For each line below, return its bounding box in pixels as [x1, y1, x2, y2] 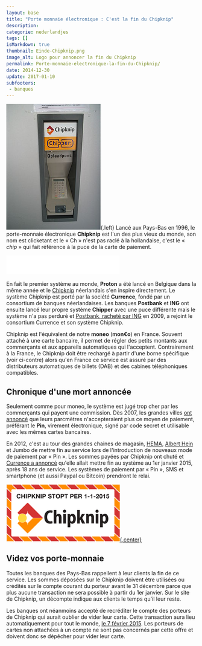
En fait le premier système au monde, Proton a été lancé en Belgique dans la [6, 280, 197, 288]
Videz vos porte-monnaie [6, 554, 104, 564]
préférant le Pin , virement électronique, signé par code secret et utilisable [6, 422, 189, 429]
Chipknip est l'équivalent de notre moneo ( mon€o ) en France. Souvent [6, 331, 183, 338]
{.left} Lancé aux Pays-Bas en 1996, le [100, 224, 195, 231]
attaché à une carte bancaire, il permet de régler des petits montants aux [6, 337, 188, 344]
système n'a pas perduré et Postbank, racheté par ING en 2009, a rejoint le [6, 312, 193, 320]
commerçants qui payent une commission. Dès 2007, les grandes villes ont [6, 409, 192, 416]
